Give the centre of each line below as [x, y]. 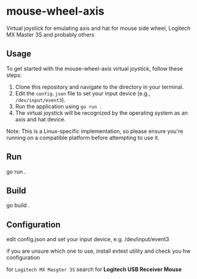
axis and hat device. [40, 119]
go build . [18, 205]
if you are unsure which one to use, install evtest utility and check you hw [99, 251]
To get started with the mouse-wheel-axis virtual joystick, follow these [95, 68]
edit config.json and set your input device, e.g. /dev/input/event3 [88, 239]
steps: [14, 75]
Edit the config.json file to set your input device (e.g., [83, 93]
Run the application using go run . [59, 106]
